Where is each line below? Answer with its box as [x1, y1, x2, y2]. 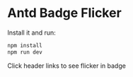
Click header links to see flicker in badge [7, 61, 126, 70]
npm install [7, 42, 42, 49]
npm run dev [7, 48, 42, 56]
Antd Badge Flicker [7, 5, 122, 21]
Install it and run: [7, 28, 57, 37]
